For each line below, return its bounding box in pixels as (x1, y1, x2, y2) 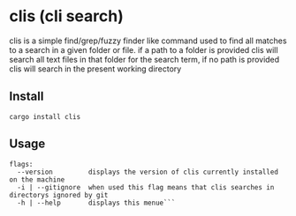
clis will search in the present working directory (9, 63, 182, 74)
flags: (9, 160, 34, 168)
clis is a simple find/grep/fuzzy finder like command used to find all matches (9, 35, 287, 46)
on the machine (9, 175, 65, 184)
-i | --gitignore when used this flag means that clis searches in (17, 182, 275, 191)
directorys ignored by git (9, 190, 109, 199)
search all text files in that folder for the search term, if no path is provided (9, 54, 280, 64)
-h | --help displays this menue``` (17, 198, 176, 207)
